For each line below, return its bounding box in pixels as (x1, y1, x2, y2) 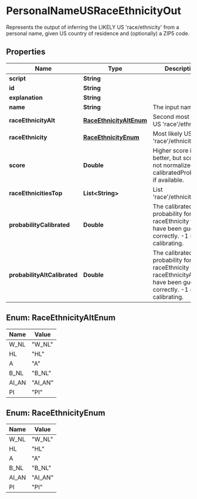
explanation (9, 93, 43, 101)
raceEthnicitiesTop (9, 189, 63, 197)
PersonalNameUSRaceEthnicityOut (6, 4, 182, 18)
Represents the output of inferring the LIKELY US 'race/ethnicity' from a (6, 24, 179, 31)
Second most (152, 112, 189, 121)
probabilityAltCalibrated (9, 271, 78, 279)
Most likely (152, 129, 183, 138)
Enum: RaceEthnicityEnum (6, 408, 106, 418)
